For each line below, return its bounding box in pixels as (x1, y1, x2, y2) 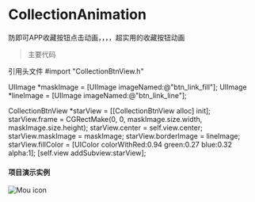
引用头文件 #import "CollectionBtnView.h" (8, 66, 144, 76)
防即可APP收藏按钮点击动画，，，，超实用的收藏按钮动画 (8, 32, 185, 42)
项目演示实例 (8, 167, 50, 177)
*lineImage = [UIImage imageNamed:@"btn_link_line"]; (8, 90, 188, 100)
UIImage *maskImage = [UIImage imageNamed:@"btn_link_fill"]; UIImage (8, 82, 247, 92)
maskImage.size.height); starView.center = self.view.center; (8, 123, 204, 132)
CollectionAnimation (8, 6, 147, 24)
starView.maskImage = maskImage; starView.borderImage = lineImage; (8, 131, 241, 140)
